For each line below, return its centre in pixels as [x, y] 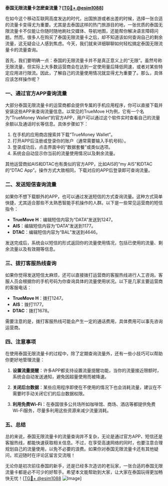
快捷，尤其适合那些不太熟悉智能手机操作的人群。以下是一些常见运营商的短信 [84, 203]
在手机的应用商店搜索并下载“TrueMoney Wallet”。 [64, 135]
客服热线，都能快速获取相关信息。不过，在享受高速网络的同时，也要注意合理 [84, 443]
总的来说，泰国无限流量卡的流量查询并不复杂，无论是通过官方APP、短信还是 [84, 436]
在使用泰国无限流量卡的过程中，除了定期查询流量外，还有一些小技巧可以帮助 [84, 354]
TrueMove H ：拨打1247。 [39, 298]
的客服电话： [18, 287]
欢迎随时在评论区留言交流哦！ [44, 455]
